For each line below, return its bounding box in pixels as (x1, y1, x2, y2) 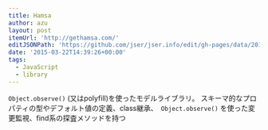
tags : (8, 56, 26, 64)
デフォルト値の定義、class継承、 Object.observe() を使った (49, 103, 249, 113)
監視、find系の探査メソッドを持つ (14, 113, 126, 123)
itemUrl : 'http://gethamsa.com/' (8, 33, 120, 42)
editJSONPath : (8, 41, 56, 49)
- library (15, 71, 48, 78)
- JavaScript (15, 63, 59, 71)
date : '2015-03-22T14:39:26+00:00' (8, 48, 127, 56)
